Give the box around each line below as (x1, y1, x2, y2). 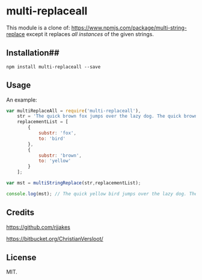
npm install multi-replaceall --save (6, 64, 101, 70)
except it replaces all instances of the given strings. (26, 30, 155, 37)
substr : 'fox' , (38, 130, 77, 136)
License (6, 252, 37, 263)
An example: (6, 96, 37, 103)
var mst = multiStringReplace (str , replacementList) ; (6, 180, 141, 186)
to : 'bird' (38, 135, 66, 142)
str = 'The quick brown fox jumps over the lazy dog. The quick (17, 113, 182, 120)
